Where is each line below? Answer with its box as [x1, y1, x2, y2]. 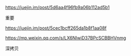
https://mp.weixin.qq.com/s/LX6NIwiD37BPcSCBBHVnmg [5, 35, 126, 41]
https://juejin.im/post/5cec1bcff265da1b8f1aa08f [5, 25, 107, 31]
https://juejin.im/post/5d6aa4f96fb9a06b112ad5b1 [5, 5, 110, 10]
